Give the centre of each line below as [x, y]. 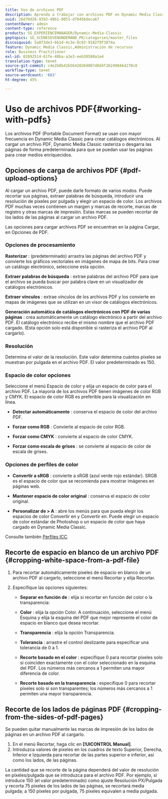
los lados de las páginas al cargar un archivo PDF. [56, 217]
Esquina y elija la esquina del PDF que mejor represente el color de [89, 618]
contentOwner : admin [27, 24]
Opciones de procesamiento [40, 245]
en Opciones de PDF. [27, 232]
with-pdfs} [28, 120]
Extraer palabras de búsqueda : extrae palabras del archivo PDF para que [82, 276]
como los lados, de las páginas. [45, 760]
